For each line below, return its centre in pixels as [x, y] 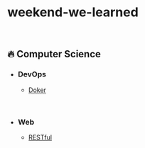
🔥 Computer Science [54, 54]
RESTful [40, 137]
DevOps [32, 74]
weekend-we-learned [73, 12]
